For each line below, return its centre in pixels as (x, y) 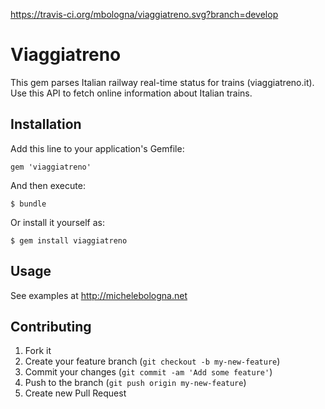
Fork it (38, 351)
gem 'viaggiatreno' (51, 167)
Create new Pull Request (75, 393)
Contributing (51, 326)
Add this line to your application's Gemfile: (97, 148)
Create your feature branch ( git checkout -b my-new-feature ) (152, 361)
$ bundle (28, 204)
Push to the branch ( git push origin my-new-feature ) (135, 383)
